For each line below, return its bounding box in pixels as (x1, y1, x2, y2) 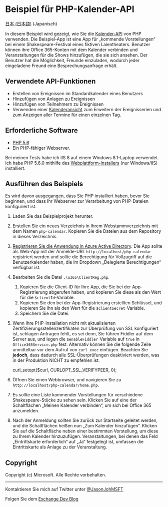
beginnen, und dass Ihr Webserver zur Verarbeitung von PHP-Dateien (5, 198, 149, 204)
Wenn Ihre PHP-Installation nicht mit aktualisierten (12, 320, 116, 326)
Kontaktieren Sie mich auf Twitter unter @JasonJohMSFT (5, 486, 123, 492)
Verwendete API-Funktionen (5, 77, 96, 86)
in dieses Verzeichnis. (12, 234, 58, 240)
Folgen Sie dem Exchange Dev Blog (5, 496, 79, 502)
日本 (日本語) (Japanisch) (5, 21, 57, 27)
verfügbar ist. (12, 264, 41, 271)
